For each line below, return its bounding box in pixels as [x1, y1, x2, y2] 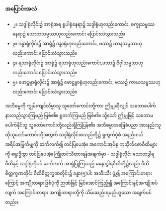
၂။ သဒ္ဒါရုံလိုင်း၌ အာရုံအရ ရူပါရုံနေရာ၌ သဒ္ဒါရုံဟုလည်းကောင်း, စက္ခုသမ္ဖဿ [12, 21, 155, 27]
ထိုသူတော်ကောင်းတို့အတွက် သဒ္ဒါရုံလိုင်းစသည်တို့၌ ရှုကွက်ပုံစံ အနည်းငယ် [5, 132, 144, 138]
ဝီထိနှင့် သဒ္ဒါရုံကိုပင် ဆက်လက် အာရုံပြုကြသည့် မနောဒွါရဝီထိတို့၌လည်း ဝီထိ [5, 161, 150, 167]
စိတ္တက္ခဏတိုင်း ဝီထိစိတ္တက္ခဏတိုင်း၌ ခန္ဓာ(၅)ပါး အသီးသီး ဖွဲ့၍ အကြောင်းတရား [5, 170, 153, 176]
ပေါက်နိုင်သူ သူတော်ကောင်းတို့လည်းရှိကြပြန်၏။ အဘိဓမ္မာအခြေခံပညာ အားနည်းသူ [5, 122, 162, 128]
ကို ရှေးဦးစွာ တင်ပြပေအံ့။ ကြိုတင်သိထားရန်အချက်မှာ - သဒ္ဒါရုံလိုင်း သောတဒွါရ [5, 151, 155, 157]
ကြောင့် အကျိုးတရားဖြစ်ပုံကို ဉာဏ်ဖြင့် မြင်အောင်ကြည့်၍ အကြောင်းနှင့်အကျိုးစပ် [5, 180, 158, 186]
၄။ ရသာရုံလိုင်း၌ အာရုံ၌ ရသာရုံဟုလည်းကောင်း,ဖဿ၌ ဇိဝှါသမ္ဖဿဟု [12, 60, 143, 66]
